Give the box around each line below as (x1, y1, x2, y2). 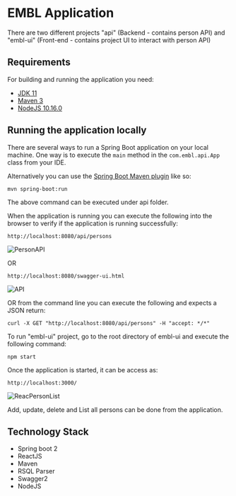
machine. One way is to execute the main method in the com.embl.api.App (7, 150, 220, 159)
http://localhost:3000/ (7, 379, 78, 386)
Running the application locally (7, 124, 147, 136)
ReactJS (17, 452, 42, 461)
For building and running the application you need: (7, 75, 154, 83)
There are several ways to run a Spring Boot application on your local (7, 143, 208, 151)
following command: (7, 339, 67, 348)
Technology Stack (7, 425, 89, 437)
